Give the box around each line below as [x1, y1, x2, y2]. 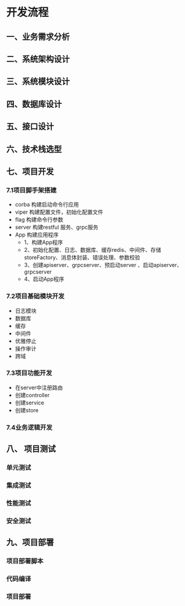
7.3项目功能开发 [6, 369, 52, 377]
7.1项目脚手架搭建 [6, 186, 57, 194]
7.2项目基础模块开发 [6, 292, 65, 300]
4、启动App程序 [24, 275, 64, 283]
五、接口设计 [6, 122, 54, 132]
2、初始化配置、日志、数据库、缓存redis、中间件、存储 [24, 246, 161, 254]
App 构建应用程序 [14, 231, 59, 239]
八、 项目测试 [6, 444, 56, 454]
